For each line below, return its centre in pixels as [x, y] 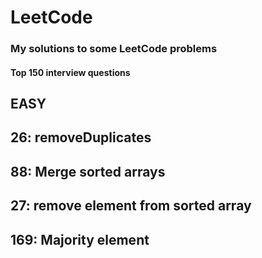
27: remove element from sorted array [131, 206]
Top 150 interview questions [70, 72]
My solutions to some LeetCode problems [114, 49]
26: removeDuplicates [81, 137]
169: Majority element [80, 239]
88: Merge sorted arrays [88, 171]
